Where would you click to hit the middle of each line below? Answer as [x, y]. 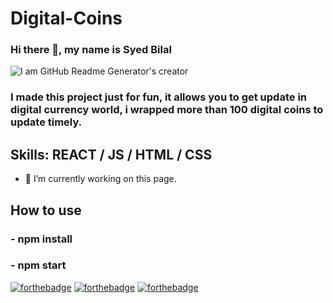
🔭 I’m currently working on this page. [100, 179]
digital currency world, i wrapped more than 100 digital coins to [167, 110]
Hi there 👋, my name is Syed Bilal [91, 50]
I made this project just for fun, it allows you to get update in [158, 97]
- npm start [38, 265]
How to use [46, 210]
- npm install [41, 239]
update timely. [46, 122]
